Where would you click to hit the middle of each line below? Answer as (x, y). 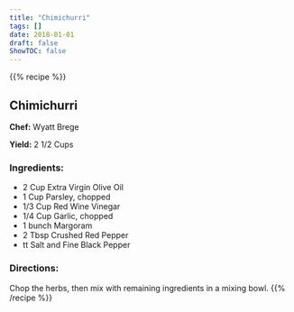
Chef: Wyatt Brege (44, 126)
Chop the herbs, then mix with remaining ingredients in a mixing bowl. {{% (147, 288)
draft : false (34, 43)
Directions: (34, 269)
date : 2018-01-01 (42, 34)
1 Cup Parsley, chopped (66, 197)
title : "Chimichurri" (50, 18)
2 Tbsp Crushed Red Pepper (75, 235)
